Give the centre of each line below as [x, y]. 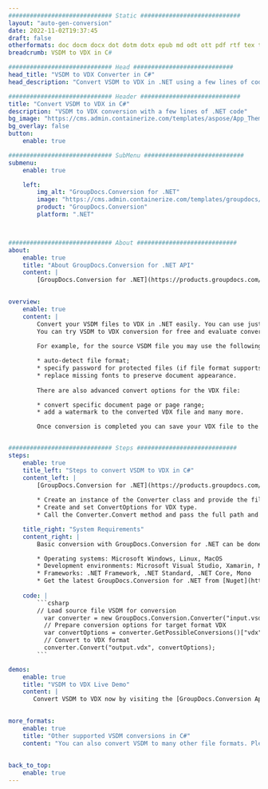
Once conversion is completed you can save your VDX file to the [148, 427]
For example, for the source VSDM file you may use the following [150, 347]
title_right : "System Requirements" [84, 529]
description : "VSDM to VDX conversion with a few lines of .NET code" [128, 111]
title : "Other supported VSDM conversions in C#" [107, 735]
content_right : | [51, 537]
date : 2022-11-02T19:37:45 [53, 30]
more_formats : [32, 721]
